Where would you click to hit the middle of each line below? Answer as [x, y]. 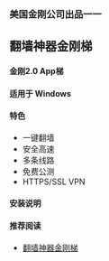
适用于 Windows [41, 93]
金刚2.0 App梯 [36, 70]
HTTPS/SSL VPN [54, 182]
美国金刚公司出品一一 [55, 14]
